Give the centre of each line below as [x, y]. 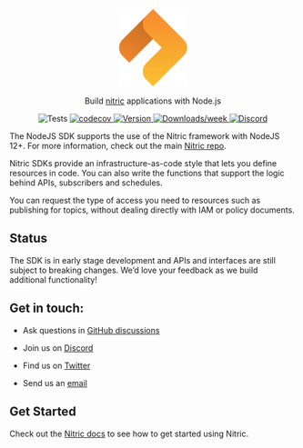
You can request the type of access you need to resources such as [135, 201]
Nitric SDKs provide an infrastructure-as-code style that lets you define [143, 164]
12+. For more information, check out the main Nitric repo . [118, 146]
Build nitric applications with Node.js [153, 101]
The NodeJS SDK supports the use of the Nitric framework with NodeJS [145, 136]
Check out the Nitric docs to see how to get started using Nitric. [129, 433]
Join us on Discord [58, 348]
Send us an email [55, 383]
